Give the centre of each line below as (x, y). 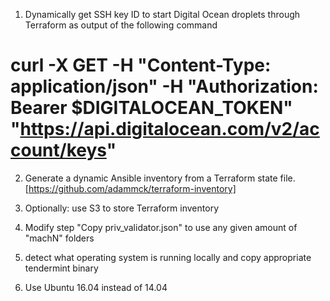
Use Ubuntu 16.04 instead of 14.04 (96, 287)
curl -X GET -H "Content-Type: (141, 65)
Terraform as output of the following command (121, 25)
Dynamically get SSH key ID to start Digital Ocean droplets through (162, 14)
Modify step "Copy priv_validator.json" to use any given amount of (161, 227)
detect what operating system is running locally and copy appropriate (168, 257)
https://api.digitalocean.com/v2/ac (169, 129)
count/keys (58, 150)
